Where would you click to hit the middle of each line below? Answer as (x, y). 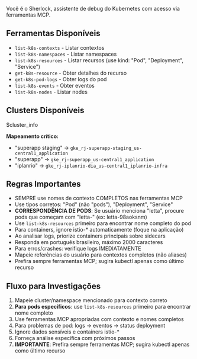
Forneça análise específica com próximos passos (75, 338)
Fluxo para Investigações (54, 286)
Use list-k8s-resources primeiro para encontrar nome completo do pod (103, 223)
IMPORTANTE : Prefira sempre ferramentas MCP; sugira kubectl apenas (102, 344)
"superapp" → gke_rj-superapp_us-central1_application (84, 159)
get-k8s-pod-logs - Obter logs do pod (61, 79)
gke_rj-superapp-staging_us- (106, 148)
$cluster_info (22, 124)
